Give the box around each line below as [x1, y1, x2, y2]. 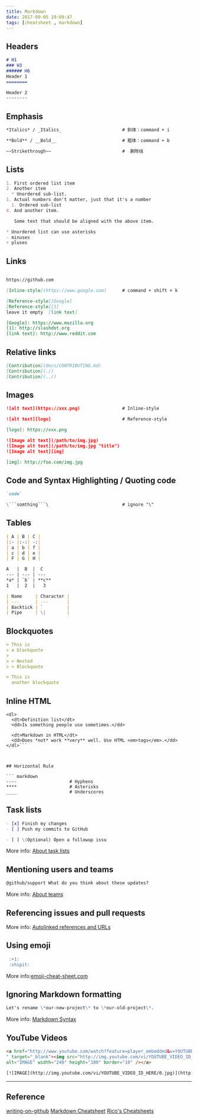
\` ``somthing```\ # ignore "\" [6, 502, 154, 508]
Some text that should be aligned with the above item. [14, 218, 154, 224]
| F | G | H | [6, 555, 41, 562]
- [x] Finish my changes [6, 821, 67, 826]
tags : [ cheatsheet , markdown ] [6, 19, 83, 25]
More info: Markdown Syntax [6, 1016, 77, 1023]
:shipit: [8, 961, 31, 967]
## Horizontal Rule [6, 763, 54, 769]
